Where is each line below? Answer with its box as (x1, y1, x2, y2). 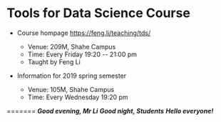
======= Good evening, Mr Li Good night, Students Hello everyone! (6, 106, 214, 115)
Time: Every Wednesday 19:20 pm (27, 93, 129, 101)
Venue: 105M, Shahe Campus (27, 85, 115, 93)
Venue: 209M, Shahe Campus (27, 42, 116, 51)
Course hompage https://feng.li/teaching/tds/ (16, 29, 151, 37)
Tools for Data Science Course (6, 5, 190, 21)
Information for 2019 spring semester (16, 71, 127, 80)
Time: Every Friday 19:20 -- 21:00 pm (27, 50, 137, 59)
